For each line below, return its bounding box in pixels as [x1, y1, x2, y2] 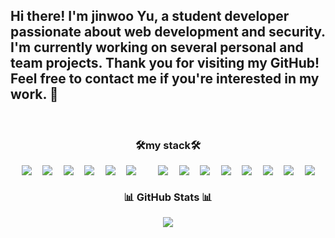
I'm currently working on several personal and [10, 39, 304, 56]
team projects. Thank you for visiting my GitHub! [10, 55, 320, 72]
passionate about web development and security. [10, 24, 326, 41]
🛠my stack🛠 [134, 138, 202, 152]
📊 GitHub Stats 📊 [123, 190, 213, 204]
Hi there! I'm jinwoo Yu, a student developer [10, 8, 290, 25]
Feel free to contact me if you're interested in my [10, 70, 320, 88]
